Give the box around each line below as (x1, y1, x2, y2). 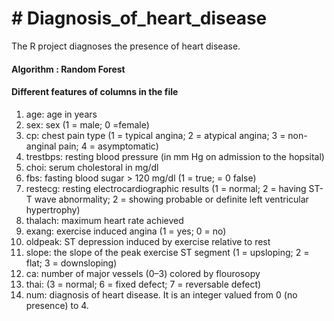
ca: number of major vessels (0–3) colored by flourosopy (25, 267, 261, 279)
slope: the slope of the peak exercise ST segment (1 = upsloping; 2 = (25, 246, 310, 258)
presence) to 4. (25, 299, 89, 311)
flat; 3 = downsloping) (25, 257, 118, 269)
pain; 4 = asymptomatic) (58, 140, 159, 152)
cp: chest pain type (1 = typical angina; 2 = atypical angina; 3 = (25, 129, 286, 141)
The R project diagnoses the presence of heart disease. (11, 40, 241, 52)
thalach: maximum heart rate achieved (25, 214, 184, 226)
